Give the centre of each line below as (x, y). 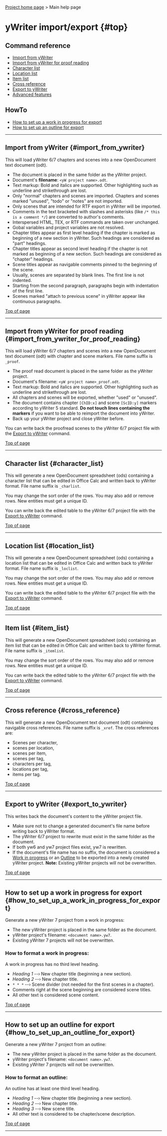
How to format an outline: (37, 1077)
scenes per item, (30, 753)
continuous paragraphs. (37, 301)
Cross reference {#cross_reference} (63, 710)
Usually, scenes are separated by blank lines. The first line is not (78, 275)
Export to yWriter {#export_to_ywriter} (66, 804)
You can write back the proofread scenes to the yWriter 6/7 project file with (83, 428)
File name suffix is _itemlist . (35, 650)
